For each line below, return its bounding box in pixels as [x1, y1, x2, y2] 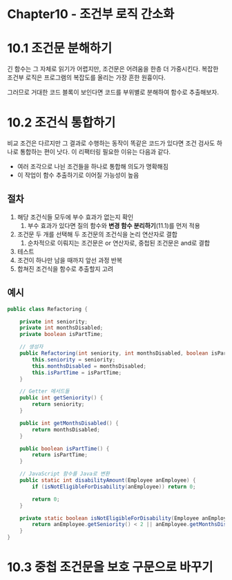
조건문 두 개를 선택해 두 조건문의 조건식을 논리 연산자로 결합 [17, 230, 178, 238]
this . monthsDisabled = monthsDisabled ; [32, 362, 147, 370]
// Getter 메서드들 [19, 388, 70, 395]
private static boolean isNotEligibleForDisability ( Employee [19, 514, 199, 522]
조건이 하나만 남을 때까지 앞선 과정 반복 [17, 256, 123, 264]
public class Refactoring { [7, 306, 88, 312]
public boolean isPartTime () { [19, 445, 110, 452]
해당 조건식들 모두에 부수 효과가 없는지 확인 [17, 212, 134, 221]
